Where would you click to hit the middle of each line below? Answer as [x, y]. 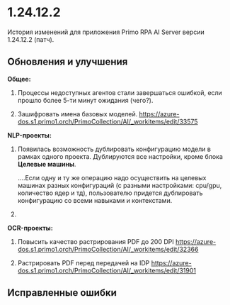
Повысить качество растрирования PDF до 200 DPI [96, 241]
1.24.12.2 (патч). [31, 39]
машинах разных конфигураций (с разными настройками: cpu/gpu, [120, 185]
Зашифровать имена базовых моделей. [77, 113]
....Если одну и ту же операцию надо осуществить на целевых [112, 177]
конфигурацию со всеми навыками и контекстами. [95, 200]
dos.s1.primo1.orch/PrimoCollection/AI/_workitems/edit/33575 [108, 121]
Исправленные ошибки [62, 293]
